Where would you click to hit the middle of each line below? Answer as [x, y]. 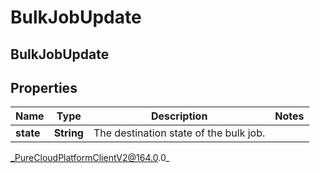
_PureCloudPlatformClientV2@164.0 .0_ [90, 158]
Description [179, 116]
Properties [44, 87]
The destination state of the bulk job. [179, 133]
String [68, 133]
